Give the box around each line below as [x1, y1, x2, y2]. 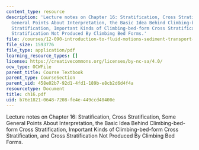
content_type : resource [6, 8, 65, 15]
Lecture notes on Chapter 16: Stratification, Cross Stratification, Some [6, 113, 176, 120]
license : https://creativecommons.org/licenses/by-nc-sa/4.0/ [6, 58, 163, 64]
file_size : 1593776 [6, 42, 54, 48]
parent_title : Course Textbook [6, 69, 84, 75]
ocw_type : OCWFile [6, 63, 52, 70]
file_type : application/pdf [6, 47, 76, 53]
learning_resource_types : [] [6, 53, 78, 59]
